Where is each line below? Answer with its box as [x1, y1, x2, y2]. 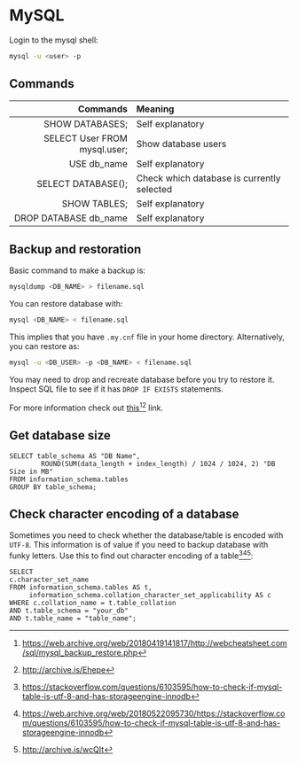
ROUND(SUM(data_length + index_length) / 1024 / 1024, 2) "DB [41, 459, 276, 468]
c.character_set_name [9, 575, 90, 584]
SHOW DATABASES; [43, 117, 129, 129]
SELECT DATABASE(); [36, 177, 129, 190]
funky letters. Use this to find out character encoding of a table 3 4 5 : [9, 549, 254, 561]
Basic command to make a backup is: [9, 265, 146, 276]
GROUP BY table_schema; [9, 482, 98, 492]
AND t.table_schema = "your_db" [9, 606, 129, 615]
